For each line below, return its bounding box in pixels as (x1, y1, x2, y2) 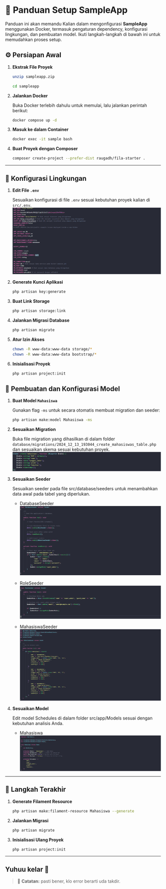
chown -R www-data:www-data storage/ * (12, 347, 92, 352)
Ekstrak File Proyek (12, 64, 53, 70)
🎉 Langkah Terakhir (5, 785, 66, 794)
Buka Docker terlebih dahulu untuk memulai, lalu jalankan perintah (12, 102, 147, 108)
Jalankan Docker (12, 92, 48, 98)
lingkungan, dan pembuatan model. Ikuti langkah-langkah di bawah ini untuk (5, 31, 161, 37)
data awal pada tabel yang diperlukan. (12, 491, 90, 497)
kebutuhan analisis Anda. (12, 720, 64, 726)
